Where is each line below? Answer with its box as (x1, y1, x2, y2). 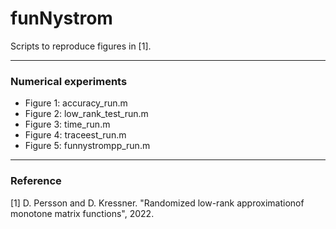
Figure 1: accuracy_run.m (24, 97, 128, 109)
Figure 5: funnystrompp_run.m (24, 140, 151, 152)
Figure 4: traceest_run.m (24, 129, 127, 141)
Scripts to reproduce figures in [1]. (10, 40, 152, 52)
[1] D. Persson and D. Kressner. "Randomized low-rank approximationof (10, 197, 305, 209)
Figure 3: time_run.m (24, 118, 111, 131)
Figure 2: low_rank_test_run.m (24, 108, 149, 120)
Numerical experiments (10, 74, 128, 88)
